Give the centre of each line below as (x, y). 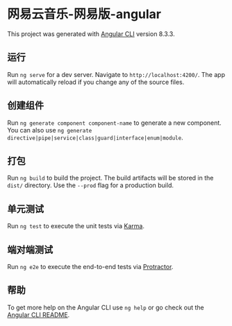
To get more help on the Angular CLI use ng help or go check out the (106, 307)
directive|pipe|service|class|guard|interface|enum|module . (95, 137)
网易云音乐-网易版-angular (84, 14)
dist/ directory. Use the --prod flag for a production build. (90, 185)
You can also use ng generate (50, 130)
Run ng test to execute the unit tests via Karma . (76, 226)
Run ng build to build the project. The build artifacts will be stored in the (110, 178)
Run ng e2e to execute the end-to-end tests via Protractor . (90, 267)
